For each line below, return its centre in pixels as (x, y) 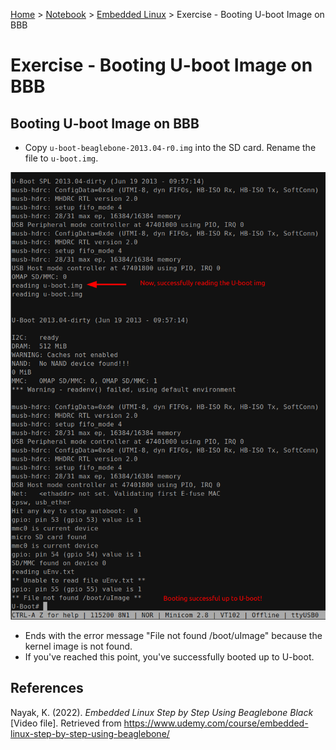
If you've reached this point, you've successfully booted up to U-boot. (169, 656)
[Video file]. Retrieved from (66, 723)
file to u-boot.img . (61, 158)
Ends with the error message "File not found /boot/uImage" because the (173, 635)
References (47, 688)
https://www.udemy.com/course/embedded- (216, 723)
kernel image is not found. (78, 646)
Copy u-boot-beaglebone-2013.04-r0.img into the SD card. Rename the (170, 147)
